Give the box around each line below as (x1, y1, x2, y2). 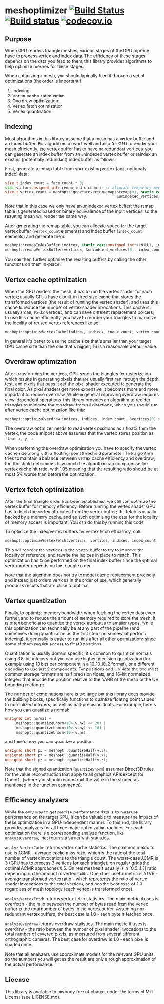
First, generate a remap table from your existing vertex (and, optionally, (5, 166, 148, 171)
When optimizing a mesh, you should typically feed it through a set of (5, 73, 145, 78)
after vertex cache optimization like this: (5, 407, 85, 413)
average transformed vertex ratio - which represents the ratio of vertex (5, 876, 148, 882)
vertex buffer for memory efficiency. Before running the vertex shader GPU (5, 503, 156, 509)
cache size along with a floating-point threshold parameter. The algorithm (5, 451, 153, 456)
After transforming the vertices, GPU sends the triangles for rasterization (5, 370, 151, 377)
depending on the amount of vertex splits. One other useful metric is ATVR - (5, 870, 158, 876)
